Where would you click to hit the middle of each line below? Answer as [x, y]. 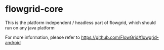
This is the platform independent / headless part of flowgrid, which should [81, 23]
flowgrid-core [34, 9]
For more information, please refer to [42, 37]
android [13, 42]
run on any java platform [30, 27]
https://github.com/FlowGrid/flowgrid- [120, 37]
